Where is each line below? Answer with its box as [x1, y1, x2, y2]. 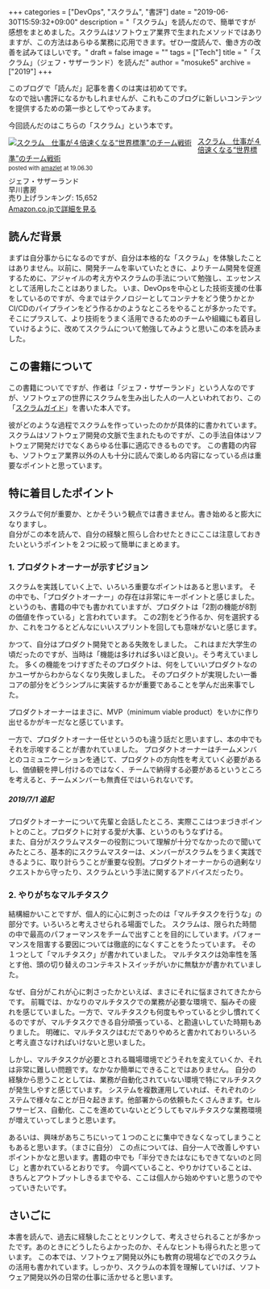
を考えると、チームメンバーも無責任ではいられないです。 [8, 774, 197, 784]
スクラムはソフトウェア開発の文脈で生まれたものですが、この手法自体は [8, 430, 248, 440]
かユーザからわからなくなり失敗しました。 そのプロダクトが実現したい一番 [8, 669, 258, 679]
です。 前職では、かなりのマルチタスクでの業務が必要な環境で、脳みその [8, 997, 250, 1007]
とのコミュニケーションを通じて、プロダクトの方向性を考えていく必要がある [8, 754, 262, 764]
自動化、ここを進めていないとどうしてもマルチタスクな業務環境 [50, 1106, 262, 1115]
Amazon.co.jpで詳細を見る [8, 204, 97, 214]
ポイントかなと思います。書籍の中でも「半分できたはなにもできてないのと [8, 1152, 255, 1162]
